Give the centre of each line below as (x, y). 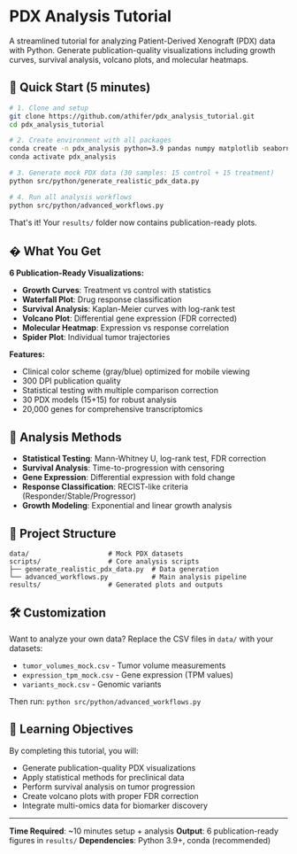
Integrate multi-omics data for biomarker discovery (115, 805)
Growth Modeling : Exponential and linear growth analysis (127, 506)
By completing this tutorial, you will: (74, 750)
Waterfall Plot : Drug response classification (102, 299)
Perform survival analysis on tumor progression (108, 787)
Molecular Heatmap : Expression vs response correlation (126, 328)
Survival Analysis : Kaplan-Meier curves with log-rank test (129, 309)
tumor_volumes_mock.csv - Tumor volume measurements (124, 665)
